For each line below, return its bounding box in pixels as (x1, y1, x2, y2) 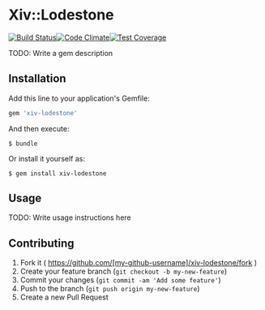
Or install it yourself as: (8, 153, 85, 163)
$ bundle (8, 140, 38, 148)
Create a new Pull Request (19, 292, 109, 302)
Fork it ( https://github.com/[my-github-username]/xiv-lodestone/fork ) (19, 258, 258, 268)
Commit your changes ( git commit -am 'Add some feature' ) (19, 275, 221, 285)
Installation (8, 71, 66, 86)
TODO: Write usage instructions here (8, 213, 131, 222)
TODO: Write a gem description (8, 48, 113, 58)
